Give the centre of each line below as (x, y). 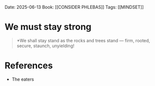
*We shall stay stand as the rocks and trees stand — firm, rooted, (83, 40)
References (29, 66)
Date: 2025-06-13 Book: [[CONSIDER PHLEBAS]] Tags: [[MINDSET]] (74, 7)
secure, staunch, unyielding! (45, 46)
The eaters (23, 79)
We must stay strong (48, 27)
